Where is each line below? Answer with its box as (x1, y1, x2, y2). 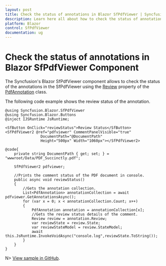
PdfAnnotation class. (5, 89, 47, 94)
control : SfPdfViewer (5, 26, 50, 31)
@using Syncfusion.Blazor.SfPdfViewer (5, 108, 85, 113)
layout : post (5, 7, 32, 12)
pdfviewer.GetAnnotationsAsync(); (5, 194, 77, 199)
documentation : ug (5, 30, 43, 35)
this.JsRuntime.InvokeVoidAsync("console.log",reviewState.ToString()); (5, 233, 158, 238)
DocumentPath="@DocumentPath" (40, 134, 103, 139)
